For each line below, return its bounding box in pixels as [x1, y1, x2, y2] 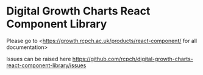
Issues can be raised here [6, 55, 71, 62]
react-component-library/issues [6, 62, 87, 69]
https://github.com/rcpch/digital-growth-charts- [72, 55, 193, 62]
